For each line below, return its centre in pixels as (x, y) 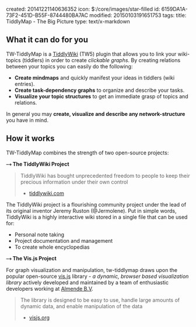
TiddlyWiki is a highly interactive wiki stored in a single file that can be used (97, 217)
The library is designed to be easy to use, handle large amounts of (100, 300)
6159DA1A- (174, 9)
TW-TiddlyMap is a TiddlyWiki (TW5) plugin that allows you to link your (91, 54)
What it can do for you (47, 40)
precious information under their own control (74, 182)
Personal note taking (39, 235)
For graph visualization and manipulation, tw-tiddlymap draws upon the (92, 270)
